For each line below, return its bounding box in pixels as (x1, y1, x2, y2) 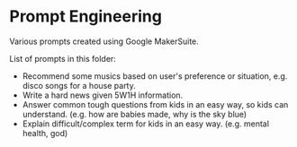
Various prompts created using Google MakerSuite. (9, 36, 200, 47)
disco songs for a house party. (22, 80, 137, 91)
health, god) (22, 127, 68, 138)
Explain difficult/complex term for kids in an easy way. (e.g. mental (22, 118, 270, 129)
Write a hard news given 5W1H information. (22, 90, 184, 100)
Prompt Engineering (9, 6, 162, 27)
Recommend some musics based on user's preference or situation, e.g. (22, 70, 288, 82)
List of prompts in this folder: (9, 53, 117, 64)
